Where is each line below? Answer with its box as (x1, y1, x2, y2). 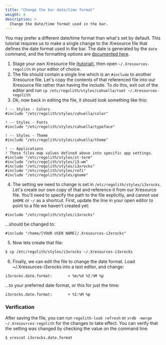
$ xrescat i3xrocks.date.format (5, 335, 72, 340)
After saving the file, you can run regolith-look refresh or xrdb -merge (5, 315, 152, 321)
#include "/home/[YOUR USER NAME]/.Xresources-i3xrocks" (5, 231, 126, 236)
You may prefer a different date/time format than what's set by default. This (5, 35, 161, 41)
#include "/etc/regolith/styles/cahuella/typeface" (5, 124, 115, 129)
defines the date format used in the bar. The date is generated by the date (5, 46, 157, 52)
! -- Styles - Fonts (5, 120, 48, 125)
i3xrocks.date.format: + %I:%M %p (5, 292, 91, 297)
